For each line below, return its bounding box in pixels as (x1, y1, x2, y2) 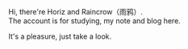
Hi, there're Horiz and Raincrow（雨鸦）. (8, 7, 144, 16)
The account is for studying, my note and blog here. (8, 16, 182, 26)
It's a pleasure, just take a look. (8, 31, 112, 41)
